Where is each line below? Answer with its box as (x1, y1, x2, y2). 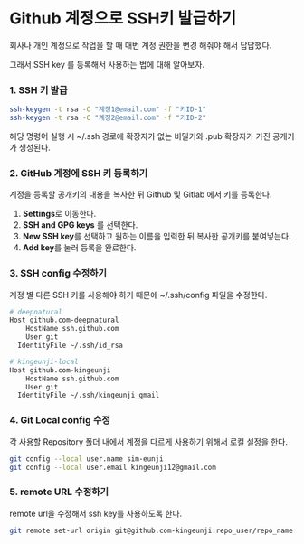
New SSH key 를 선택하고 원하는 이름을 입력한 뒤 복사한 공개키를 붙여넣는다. (22, 231, 291, 242)
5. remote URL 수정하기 (9, 485, 109, 498)
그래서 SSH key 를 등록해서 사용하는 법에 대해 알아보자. (9, 59, 205, 70)
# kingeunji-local (9, 357, 79, 366)
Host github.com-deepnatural (9, 315, 119, 325)
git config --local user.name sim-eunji (9, 454, 165, 464)
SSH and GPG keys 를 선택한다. (22, 220, 138, 230)
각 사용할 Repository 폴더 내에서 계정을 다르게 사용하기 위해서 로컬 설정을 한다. (9, 436, 288, 447)
